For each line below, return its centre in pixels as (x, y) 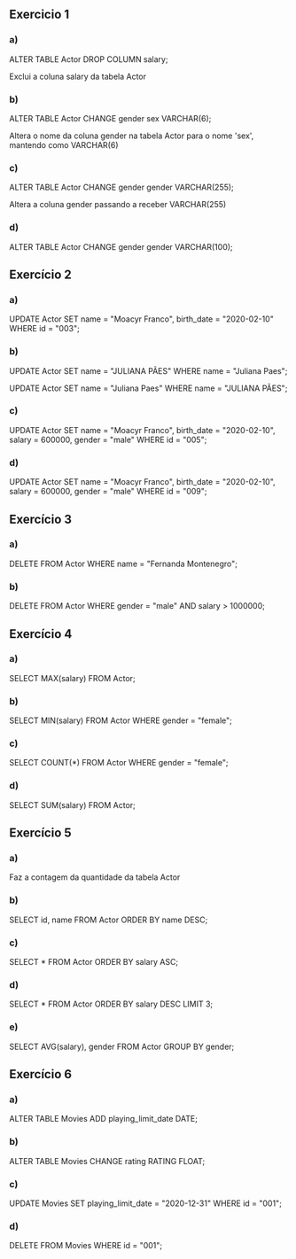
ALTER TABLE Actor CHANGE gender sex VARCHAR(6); (110, 118)
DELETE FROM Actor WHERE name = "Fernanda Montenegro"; (123, 563)
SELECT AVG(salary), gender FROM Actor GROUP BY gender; (122, 1046)
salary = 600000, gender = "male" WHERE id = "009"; (108, 492)
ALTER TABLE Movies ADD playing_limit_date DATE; (103, 1119)
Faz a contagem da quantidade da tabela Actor (95, 877)
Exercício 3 (41, 519)
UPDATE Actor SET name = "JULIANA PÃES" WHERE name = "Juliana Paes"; (148, 370)
